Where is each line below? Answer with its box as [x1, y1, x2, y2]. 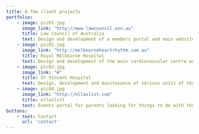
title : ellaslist [21, 97, 65, 103]
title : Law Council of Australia [21, 31, 105, 37]
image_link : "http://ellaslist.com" [21, 91, 113, 97]
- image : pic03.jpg [17, 63, 65, 70]
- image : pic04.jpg [17, 86, 65, 92]
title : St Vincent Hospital [21, 75, 92, 81]
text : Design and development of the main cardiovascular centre [21, 58, 187, 64]
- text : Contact [17, 113, 57, 119]
